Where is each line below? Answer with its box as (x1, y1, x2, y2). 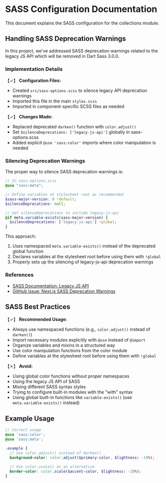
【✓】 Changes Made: (5, 114, 53, 120)
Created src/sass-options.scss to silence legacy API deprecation (12, 87, 148, 93)
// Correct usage (5, 428, 41, 433)
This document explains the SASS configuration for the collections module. (5, 20, 160, 26)
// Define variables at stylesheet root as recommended (5, 192, 124, 197)
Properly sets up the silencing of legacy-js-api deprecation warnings (12, 259, 154, 265)
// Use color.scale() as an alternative (9, 465, 95, 470)
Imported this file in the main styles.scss (12, 98, 97, 104)
